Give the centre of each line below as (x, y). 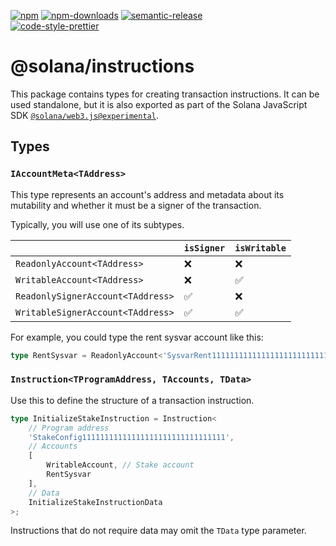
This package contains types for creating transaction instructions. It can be (165, 94)
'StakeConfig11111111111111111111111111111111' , (131, 437)
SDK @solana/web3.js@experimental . (84, 115)
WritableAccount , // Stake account (120, 465)
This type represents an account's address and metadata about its (147, 194)
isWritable (260, 248)
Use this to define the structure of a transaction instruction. (132, 400)
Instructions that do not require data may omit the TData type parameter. (158, 531)
